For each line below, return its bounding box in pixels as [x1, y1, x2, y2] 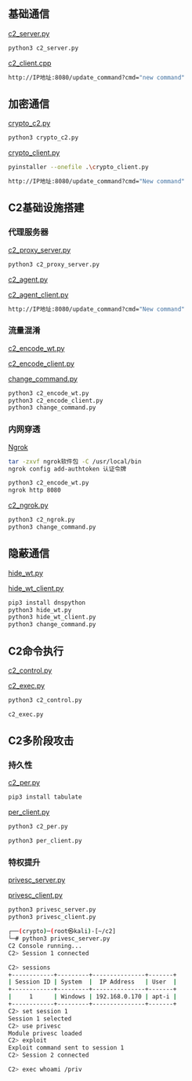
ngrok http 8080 [8, 486, 61, 494]
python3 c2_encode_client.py [8, 397, 103, 404]
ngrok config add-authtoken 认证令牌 [8, 465, 127, 473]
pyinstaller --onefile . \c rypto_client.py [8, 164, 149, 172]
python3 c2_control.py [8, 696, 82, 704]
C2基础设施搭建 [8, 201, 85, 215]
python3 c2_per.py [8, 823, 68, 831]
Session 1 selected [8, 1014, 72, 1023]
